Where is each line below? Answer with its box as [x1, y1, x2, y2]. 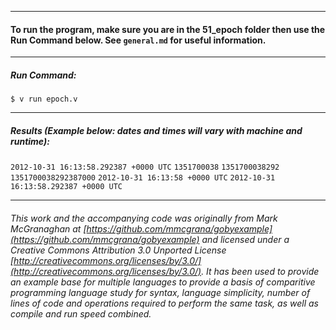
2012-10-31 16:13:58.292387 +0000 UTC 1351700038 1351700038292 [10, 162, 280, 173]
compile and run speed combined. [10, 307, 152, 320]
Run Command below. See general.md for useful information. [10, 34, 267, 46]
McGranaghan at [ [10, 222, 87, 235]
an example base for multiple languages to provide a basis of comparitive [10, 276, 316, 288]
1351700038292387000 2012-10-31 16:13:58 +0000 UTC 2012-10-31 [10, 173, 276, 183]
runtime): [10, 135, 50, 147]
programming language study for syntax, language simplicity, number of [10, 286, 311, 298]
